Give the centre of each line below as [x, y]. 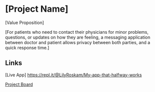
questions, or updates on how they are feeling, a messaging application [78, 37]
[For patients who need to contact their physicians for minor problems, [77, 32]
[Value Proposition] [25, 23]
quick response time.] [27, 47]
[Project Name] [37, 9]
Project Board [19, 84]
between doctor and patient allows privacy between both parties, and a [78, 42]
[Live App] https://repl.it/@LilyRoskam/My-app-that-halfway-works [74, 75]
